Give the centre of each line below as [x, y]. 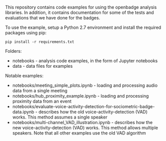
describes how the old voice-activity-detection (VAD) [93, 112]
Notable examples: [24, 76]
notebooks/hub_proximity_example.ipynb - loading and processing [81, 96]
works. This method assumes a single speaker [60, 117]
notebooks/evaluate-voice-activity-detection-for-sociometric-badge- [83, 106]
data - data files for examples [42, 66]
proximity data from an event [42, 101]
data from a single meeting [40, 91]
